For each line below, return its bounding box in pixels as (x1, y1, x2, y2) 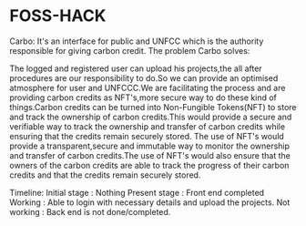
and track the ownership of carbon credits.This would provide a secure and (9, 111, 292, 122)
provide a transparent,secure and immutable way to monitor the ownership (9, 140, 290, 151)
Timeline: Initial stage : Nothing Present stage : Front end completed (9, 187, 265, 198)
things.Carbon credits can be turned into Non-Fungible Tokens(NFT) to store (9, 101, 297, 112)
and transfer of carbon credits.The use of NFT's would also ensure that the (9, 149, 291, 160)
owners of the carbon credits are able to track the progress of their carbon (9, 159, 290, 170)
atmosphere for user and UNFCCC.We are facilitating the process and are (9, 82, 286, 93)
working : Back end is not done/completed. (9, 206, 171, 217)
